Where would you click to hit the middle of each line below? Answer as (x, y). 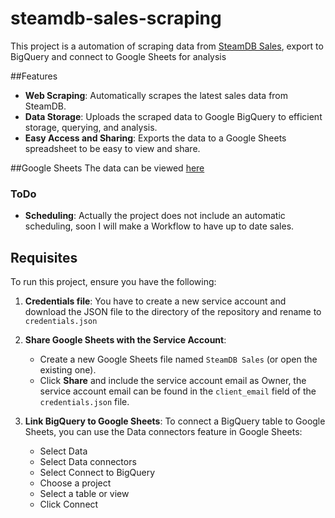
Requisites (44, 257)
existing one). (68, 370)
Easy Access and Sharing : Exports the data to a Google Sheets (155, 138)
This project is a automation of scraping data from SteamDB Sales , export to (167, 46)
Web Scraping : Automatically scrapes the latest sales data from (156, 95)
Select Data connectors (88, 462)
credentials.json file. (84, 402)
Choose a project (75, 483)
